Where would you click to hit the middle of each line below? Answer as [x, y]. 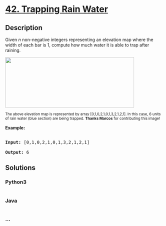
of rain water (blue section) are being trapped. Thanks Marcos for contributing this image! [83, 118]
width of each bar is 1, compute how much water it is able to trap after [77, 45]
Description [24, 28]
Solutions [20, 168]
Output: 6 [17, 152]
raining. [13, 50]
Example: [15, 128]
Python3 [16, 182]
